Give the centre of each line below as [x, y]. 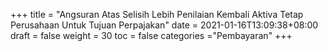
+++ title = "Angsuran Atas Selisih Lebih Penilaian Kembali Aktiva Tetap [157, 14]
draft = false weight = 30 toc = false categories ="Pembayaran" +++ [151, 35]
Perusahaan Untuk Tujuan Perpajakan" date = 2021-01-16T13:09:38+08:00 [164, 25]
